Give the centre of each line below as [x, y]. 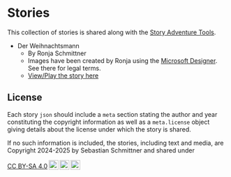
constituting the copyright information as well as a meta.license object [109, 122]
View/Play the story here [63, 76]
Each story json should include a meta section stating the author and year [112, 114]
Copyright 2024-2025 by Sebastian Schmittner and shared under [101, 150]
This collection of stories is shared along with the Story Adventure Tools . [112, 32]
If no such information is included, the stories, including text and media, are [115, 143]
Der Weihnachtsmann [49, 45]
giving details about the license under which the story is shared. [99, 129]
